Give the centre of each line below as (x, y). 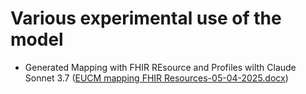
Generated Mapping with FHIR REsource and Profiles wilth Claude (160, 67)
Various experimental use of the (146, 18)
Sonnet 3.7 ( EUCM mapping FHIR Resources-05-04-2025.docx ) (156, 78)
